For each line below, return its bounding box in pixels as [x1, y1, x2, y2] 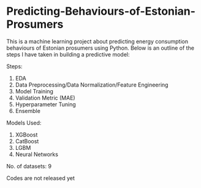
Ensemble [15, 107, 41, 114]
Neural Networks [15, 151, 58, 158]
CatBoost [15, 137, 39, 145]
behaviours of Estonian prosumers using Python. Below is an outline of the [6, 44, 195, 52]
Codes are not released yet [6, 174, 75, 182]
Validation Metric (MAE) [15, 94, 75, 101]
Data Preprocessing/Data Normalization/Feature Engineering [15, 81, 169, 88]
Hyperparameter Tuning [15, 100, 77, 108]
